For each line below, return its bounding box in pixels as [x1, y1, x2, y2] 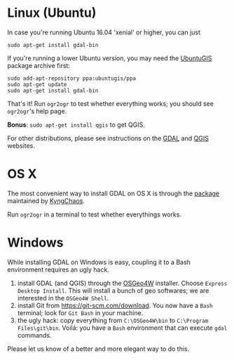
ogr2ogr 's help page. [7, 106, 67, 115]
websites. [7, 141, 35, 150]
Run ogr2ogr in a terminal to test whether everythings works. [7, 210, 182, 219]
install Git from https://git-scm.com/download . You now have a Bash [17, 301, 213, 310]
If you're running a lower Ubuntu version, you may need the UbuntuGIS [7, 54, 212, 62]
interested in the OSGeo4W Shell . [17, 293, 109, 302]
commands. [17, 331, 52, 339]
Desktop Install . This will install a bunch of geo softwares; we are [17, 286, 209, 295]
